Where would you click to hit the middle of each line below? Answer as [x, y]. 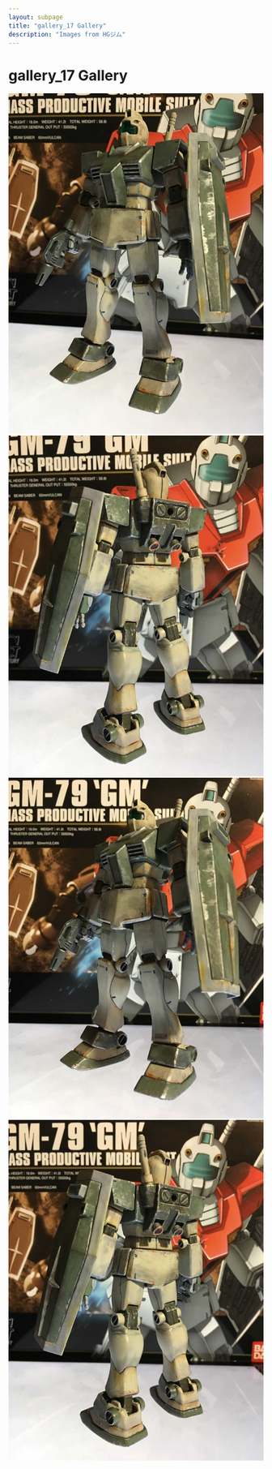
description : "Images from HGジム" [67, 34]
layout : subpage [36, 17]
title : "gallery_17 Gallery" [57, 26]
